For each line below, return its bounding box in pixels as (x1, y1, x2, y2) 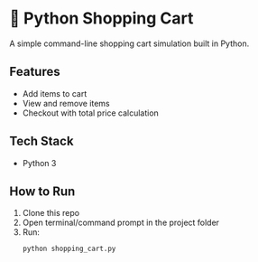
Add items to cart (22, 88, 88, 98)
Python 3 (22, 157, 57, 168)
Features (9, 64, 60, 80)
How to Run (9, 183, 76, 199)
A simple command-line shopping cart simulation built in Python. (9, 38, 250, 49)
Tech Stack (9, 134, 74, 149)
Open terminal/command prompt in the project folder (22, 217, 219, 229)
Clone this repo (22, 208, 79, 219)
